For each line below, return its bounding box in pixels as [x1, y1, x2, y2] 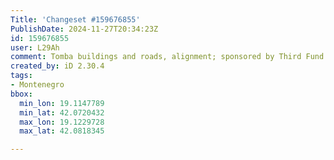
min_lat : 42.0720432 [19, 107, 105, 118]
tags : [10, 71, 33, 81]
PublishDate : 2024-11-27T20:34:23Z [10, 24, 159, 34]
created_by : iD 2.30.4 [10, 61, 105, 71]
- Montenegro [10, 80, 65, 90]
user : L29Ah [10, 42, 60, 53]
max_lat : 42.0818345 [19, 126, 105, 136]
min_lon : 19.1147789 [19, 98, 105, 108]
